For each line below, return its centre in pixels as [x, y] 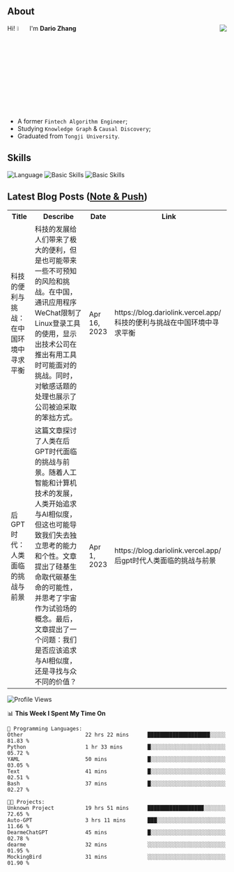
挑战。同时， [56, 375]
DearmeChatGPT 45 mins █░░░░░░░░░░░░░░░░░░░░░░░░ [117, 832]
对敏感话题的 [56, 386]
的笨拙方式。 [56, 417]
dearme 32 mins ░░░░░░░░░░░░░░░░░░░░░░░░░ [117, 844]
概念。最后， [56, 619]
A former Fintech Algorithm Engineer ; [72, 121]
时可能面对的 [56, 365]
